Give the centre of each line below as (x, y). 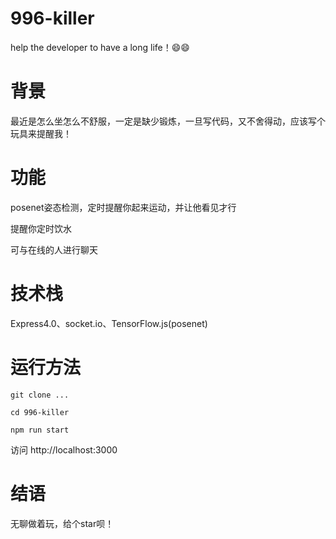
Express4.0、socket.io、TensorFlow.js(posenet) (109, 323)
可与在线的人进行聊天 (54, 249)
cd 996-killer (40, 412)
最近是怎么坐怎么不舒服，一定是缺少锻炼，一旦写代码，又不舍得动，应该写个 (168, 121)
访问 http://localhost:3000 (64, 449)
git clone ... (40, 395)
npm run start (40, 430)
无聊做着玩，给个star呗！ (62, 523)
